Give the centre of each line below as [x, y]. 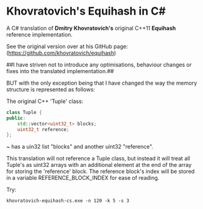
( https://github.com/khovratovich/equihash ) [61, 52]
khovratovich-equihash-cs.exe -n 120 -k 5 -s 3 [68, 201]
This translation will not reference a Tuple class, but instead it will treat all [98, 158]
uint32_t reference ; [43, 129]
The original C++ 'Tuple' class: [45, 101]
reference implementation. [40, 34]
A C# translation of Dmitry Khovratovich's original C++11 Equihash [91, 28]
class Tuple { [24, 112]
